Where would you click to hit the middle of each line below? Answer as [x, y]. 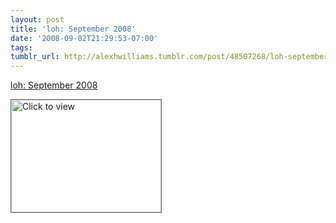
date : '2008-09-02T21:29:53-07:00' [84, 38]
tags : [21, 47]
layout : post [37, 19]
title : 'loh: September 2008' [73, 29]
